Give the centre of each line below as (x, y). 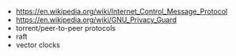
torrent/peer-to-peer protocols (66, 28)
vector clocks (38, 45)
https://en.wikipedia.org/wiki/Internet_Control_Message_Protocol (122, 11)
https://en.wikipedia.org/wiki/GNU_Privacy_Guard (96, 20)
